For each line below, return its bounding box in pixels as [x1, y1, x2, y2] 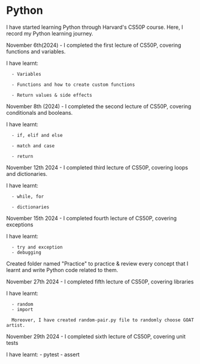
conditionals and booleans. [6, 109, 73, 116]
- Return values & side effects [11, 92, 93, 98]
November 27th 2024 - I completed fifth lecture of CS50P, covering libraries [6, 278, 194, 285]
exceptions [6, 220, 34, 228]
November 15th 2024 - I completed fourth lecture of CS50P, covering [6, 214, 177, 222]
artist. [6, 322, 26, 328]
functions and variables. [6, 47, 66, 55]
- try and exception [11, 244, 63, 250]
